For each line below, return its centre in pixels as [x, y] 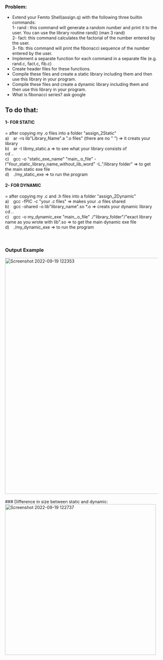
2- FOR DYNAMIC [23, 185]
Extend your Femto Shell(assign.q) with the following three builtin [77, 17]
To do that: [22, 110]
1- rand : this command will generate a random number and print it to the [84, 28]
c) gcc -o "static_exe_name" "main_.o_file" [49, 159]
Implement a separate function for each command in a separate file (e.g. [84, 59]
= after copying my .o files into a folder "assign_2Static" [61, 133]
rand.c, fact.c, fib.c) [32, 64]
